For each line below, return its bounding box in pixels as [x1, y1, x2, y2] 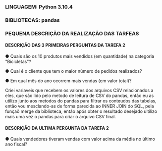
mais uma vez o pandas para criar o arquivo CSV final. [5, 113, 116, 119]
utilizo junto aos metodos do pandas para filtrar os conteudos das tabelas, [5, 98, 157, 103]
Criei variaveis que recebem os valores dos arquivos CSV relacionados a [5, 87, 154, 93]
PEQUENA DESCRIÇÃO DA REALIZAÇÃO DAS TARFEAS [5, 30, 139, 37]
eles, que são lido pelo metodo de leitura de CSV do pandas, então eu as [5, 93, 154, 99]
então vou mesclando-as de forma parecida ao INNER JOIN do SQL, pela [5, 103, 155, 109]
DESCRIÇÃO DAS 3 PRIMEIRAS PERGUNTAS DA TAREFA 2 [5, 42, 125, 48]
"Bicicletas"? [5, 58, 31, 64]
